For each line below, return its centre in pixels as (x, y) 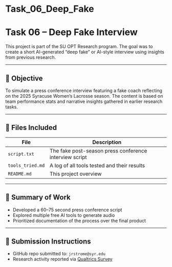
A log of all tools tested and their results (97, 165)
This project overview (76, 173)
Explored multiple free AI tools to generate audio (64, 215)
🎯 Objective (24, 78)
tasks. (12, 107)
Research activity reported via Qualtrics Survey (62, 259)
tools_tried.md (26, 165)
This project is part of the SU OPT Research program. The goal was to (79, 47)
